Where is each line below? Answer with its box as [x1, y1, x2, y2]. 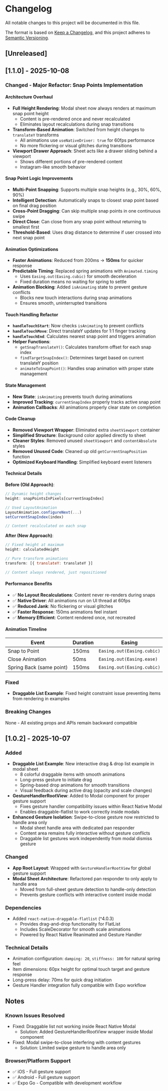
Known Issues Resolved [5, 1012, 65, 1019]
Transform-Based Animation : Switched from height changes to [12, 126, 144, 132]
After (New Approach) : [5, 532, 54, 538]
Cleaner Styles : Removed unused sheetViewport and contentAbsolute [12, 437, 157, 443]
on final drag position [12, 203, 57, 209]
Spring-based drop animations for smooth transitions [20, 782, 130, 788]
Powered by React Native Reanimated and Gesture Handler [20, 931, 142, 938]
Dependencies [5, 904, 42, 911]
